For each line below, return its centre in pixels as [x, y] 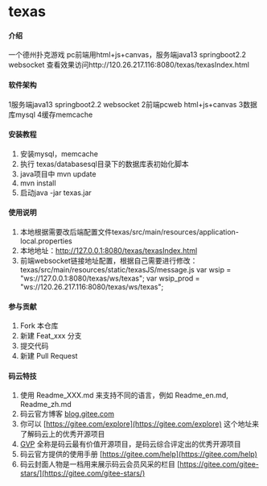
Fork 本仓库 [39, 326]
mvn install [38, 183]
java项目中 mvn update [58, 174]
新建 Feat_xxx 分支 [51, 336]
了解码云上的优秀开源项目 [62, 434]
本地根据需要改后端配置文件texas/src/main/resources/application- [129, 232]
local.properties [46, 241]
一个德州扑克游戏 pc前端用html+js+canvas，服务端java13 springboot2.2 [127, 55]
